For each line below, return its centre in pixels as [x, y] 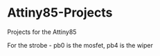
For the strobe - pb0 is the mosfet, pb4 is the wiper [80, 45]
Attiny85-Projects [60, 13]
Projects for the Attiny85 [42, 32]
